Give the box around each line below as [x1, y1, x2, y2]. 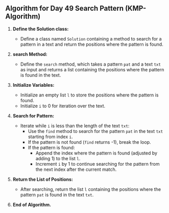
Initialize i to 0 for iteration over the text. [20, 103, 106, 109]
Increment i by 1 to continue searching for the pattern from [35, 161, 160, 167]
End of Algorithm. [12, 201, 52, 207]
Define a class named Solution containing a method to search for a [20, 35, 162, 42]
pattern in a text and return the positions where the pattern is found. [20, 41, 163, 47]
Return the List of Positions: [12, 176, 73, 182]
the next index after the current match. [35, 166, 117, 172]
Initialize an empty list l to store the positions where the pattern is [20, 92, 159, 98]
